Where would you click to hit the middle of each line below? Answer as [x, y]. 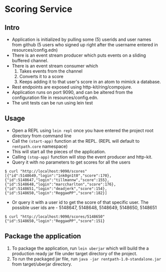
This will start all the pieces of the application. [59, 151]
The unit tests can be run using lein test [52, 103]
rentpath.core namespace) [40, 146]
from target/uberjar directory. [42, 264]
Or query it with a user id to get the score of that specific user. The [80, 202]
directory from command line [41, 136]
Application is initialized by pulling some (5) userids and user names [82, 39]
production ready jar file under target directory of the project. [75, 253]
